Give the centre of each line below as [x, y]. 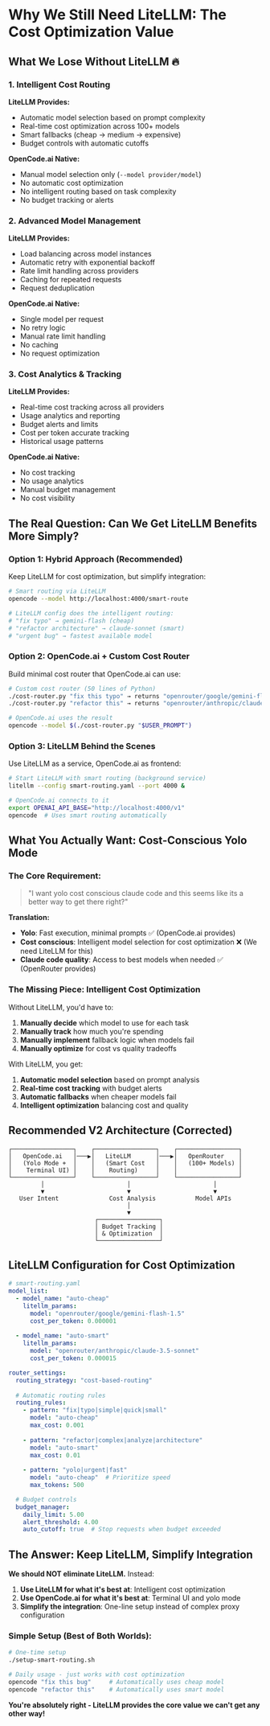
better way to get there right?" [78, 902]
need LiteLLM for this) [57, 951]
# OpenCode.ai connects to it [59, 801]
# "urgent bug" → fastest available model [80, 636]
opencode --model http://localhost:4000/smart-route [98, 599]
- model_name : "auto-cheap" [63, 1299]
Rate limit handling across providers [79, 271]
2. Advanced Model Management [75, 220]
